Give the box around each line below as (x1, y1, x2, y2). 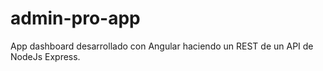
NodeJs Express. (10, 50, 81, 62)
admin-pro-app (10, 7, 141, 30)
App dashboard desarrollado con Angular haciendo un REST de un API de (10, 40, 314, 52)
